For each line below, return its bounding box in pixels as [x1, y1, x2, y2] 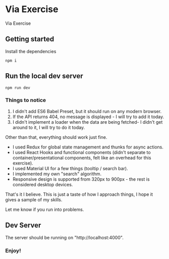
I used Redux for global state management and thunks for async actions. [12, 144, 164, 150]
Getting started [5, 35, 54, 43]
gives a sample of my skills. [5, 196, 63, 202]
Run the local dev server [5, 72, 83, 80]
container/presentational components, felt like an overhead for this [12, 154, 151, 161]
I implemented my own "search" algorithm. [12, 171, 102, 177]
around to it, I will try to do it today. [12, 124, 85, 130]
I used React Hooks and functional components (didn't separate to [12, 149, 151, 155]
